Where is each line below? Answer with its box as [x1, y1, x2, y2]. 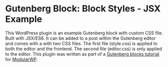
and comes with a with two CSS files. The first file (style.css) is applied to [5, 40, 157, 46]
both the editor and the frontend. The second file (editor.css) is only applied [5, 46, 162, 52]
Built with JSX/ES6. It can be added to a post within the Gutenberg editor [5, 35, 156, 41]
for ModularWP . [5, 56, 38, 62]
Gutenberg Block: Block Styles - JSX [5, 3, 161, 14]
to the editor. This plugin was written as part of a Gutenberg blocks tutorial [5, 51, 159, 57]
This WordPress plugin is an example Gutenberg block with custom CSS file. [5, 30, 163, 36]
